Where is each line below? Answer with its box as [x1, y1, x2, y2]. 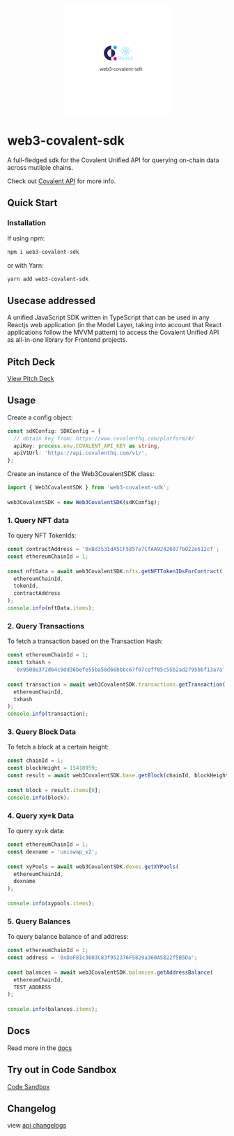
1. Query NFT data [7, 515, 70, 525]
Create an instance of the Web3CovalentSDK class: [7, 470, 155, 478]
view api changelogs [7, 1121, 67, 1130]
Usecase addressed [7, 294, 96, 306]
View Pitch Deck [7, 375, 54, 382]
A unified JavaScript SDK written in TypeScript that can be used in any [7, 313, 210, 322]
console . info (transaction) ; [7, 710, 89, 718]
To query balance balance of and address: [7, 933, 129, 941]
